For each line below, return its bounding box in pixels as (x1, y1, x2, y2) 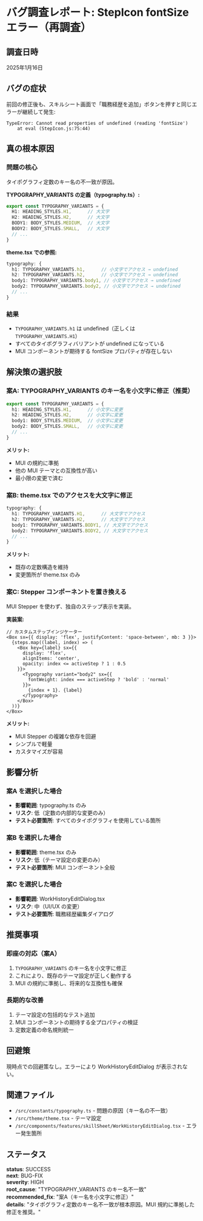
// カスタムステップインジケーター (6, 628, 82, 635)
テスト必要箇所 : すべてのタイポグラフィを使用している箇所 (15, 817, 161, 824)
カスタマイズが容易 (15, 748, 64, 755)
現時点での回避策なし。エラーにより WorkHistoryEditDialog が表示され (6, 1063, 183, 1070)
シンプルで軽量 (15, 740, 53, 747)
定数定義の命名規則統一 (15, 1026, 74, 1033)
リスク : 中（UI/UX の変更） (15, 902, 83, 910)
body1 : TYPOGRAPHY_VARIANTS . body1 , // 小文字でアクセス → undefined (12, 278, 181, 284)
